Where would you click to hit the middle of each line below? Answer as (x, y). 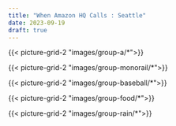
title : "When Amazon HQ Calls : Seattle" (77, 15)
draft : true (28, 30)
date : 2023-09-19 (37, 23)
